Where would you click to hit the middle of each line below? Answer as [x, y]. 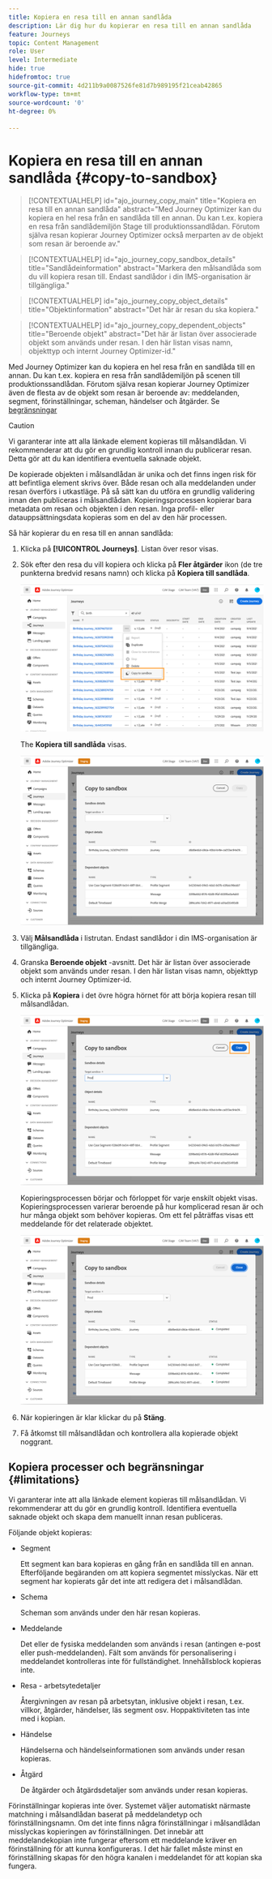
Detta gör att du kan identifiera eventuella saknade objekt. [105, 459]
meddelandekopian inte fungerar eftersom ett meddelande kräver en [123, 1840]
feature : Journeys [39, 34]
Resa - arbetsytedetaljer [60, 1685]
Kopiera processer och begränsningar [106, 1467]
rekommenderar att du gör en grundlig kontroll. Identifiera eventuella [123, 1508]
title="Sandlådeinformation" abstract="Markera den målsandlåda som [144, 268]
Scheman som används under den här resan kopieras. [110, 1612]
